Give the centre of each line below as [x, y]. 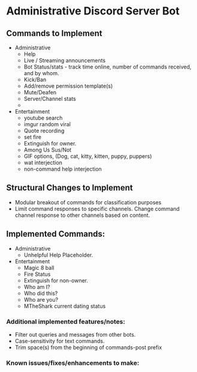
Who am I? [37, 287]
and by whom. [41, 73]
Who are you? [41, 299]
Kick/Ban [35, 80]
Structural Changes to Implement [69, 188]
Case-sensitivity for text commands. [60, 341]
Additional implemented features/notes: [66, 322]
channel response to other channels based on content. [82, 215]
